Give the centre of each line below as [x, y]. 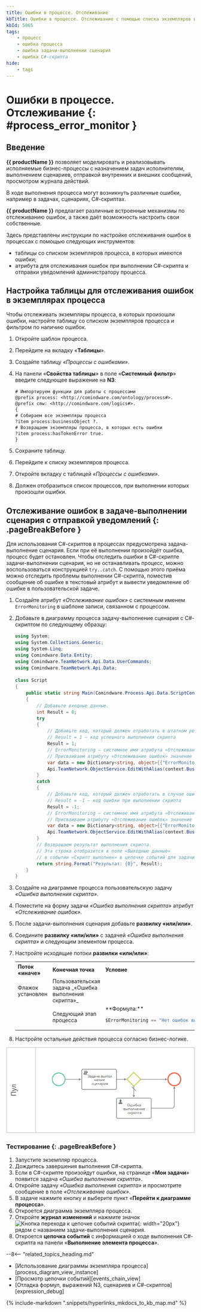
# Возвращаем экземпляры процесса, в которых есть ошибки [89, 428]
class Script [31, 681]
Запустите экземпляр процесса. [56, 1160]
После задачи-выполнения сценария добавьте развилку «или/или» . [103, 924]
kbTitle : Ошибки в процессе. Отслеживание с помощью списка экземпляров [99, 19]
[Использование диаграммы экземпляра [68, 1266]
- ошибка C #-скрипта [42, 57]
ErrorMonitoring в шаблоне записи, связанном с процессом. [92, 607]
